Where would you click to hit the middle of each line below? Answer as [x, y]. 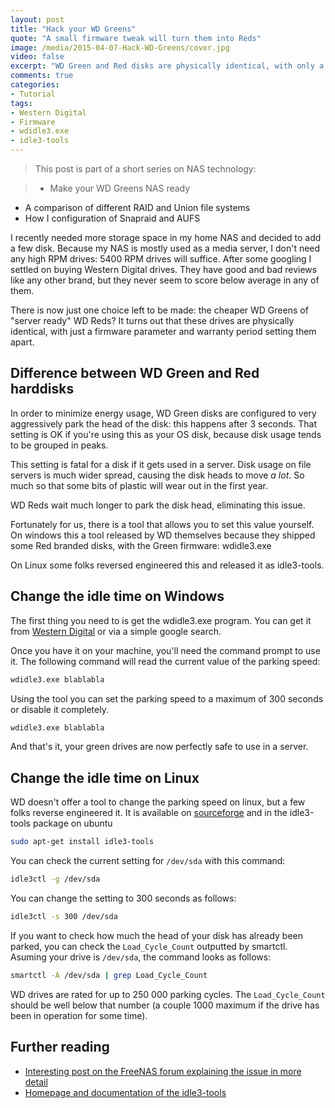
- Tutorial [33, 94]
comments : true [42, 76]
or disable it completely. [59, 709]
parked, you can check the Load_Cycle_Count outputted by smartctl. [149, 946]
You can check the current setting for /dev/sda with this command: [148, 861]
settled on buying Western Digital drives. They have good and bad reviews [164, 269]
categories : [35, 85]
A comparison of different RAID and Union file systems [137, 207]
